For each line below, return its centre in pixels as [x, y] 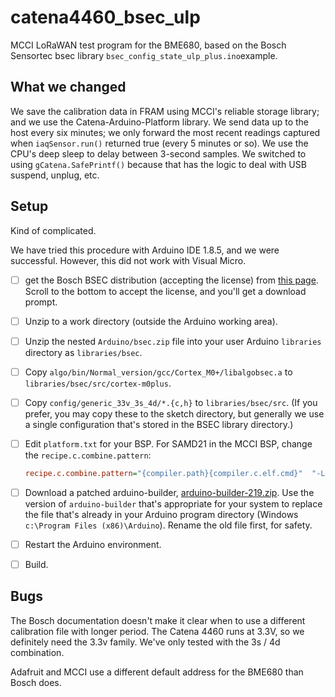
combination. [37, 652]
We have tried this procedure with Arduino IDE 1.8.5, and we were [145, 250]
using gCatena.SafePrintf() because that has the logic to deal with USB [158, 164]
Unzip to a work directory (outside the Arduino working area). [151, 321]
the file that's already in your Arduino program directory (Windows [161, 514]
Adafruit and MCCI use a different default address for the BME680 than [157, 672]
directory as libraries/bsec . [83, 352]
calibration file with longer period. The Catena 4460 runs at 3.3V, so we [157, 631]
